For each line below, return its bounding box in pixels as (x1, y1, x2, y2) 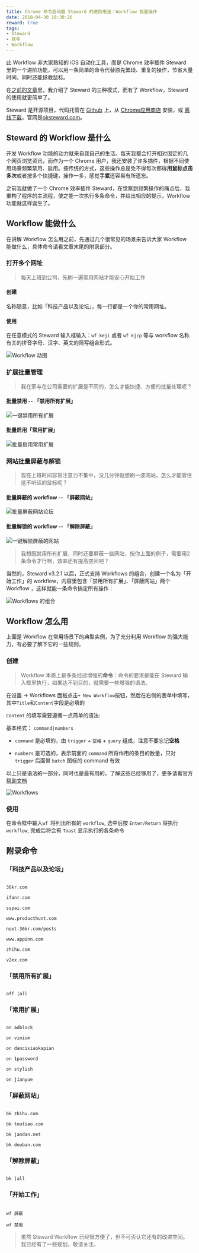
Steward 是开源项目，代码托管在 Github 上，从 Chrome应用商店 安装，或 (6, 106, 184, 113)
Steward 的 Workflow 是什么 (6, 133, 111, 143)
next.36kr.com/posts (6, 926, 57, 932)
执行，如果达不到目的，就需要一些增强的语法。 (36, 679, 151, 686)
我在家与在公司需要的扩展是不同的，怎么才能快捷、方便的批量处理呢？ (20, 382, 192, 390)
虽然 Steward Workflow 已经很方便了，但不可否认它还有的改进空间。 (20, 1233, 188, 1241)
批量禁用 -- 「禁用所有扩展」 (6, 397, 76, 404)
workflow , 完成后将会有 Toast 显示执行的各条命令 (6, 827, 124, 834)
